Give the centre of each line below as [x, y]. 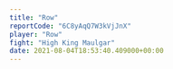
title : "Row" [34, 17]
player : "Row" [36, 34]
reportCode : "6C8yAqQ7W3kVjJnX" [70, 26]
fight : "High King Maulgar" [62, 43]
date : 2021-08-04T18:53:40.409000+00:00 [87, 51]
